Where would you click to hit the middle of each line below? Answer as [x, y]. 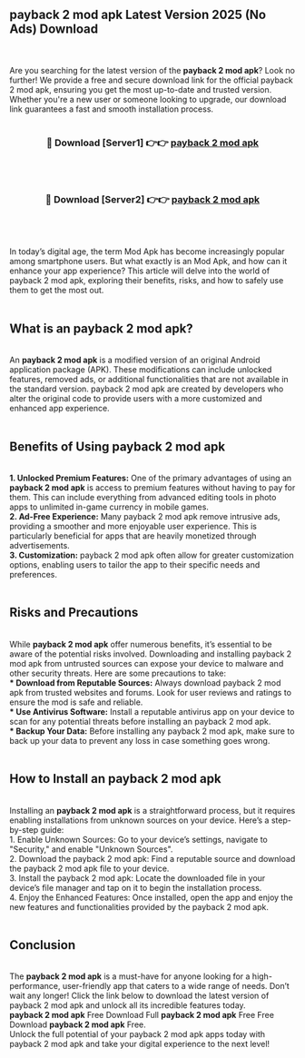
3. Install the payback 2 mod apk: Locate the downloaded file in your [138, 878]
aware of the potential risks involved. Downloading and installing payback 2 [151, 654]
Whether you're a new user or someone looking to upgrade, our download [148, 99]
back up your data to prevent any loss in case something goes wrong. [140, 740]
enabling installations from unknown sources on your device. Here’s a [139, 820]
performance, [35, 986]
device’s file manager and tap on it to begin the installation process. [136, 887]
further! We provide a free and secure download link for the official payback [151, 80]
